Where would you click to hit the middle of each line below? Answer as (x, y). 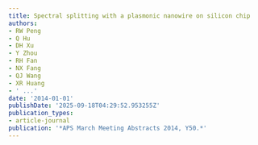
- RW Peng (25, 31)
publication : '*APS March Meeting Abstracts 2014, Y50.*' (108, 128)
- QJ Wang (25, 76)
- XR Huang (27, 83)
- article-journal (39, 121)
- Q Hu (19, 38)
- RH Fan (23, 61)
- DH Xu (21, 46)
